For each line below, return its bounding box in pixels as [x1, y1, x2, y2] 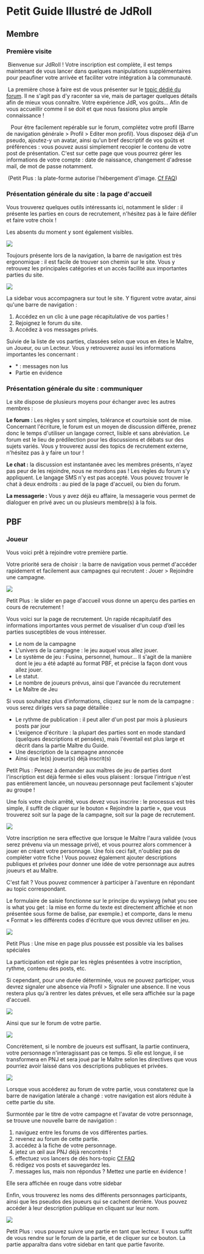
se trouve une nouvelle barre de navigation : [6, 1117, 117, 1124]
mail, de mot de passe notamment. [6, 162, 93, 169]
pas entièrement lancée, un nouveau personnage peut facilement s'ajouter [6, 780, 194, 787]
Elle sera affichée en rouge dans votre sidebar [6, 1179, 122, 1187]
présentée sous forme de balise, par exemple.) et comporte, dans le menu [6, 910, 192, 918]
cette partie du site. [6, 1099, 55, 1106]
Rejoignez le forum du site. [15, 319, 83, 327]
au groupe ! [6, 786, 35, 793]
